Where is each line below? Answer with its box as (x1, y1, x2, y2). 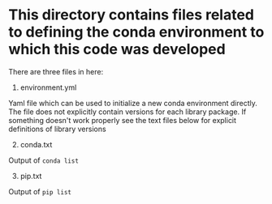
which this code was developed (8, 40, 226, 58)
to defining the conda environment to (8, 23, 265, 41)
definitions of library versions (8, 124, 107, 134)
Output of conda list (8, 155, 80, 165)
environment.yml (19, 83, 77, 92)
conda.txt (19, 139, 53, 149)
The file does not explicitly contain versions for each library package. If (8, 107, 247, 117)
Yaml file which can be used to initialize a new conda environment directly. (8, 98, 257, 108)
